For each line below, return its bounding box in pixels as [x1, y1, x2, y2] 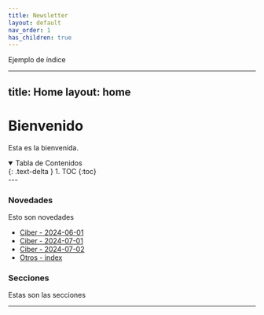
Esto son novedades [8, 212, 75, 221]
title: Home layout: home [8, 85, 131, 98]
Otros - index [19, 253, 63, 262]
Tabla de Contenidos [15, 158, 82, 168]
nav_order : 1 [8, 26, 51, 34]
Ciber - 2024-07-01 [19, 235, 84, 245]
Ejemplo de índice [8, 55, 66, 65]
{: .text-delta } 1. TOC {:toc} [8, 166, 97, 176]
